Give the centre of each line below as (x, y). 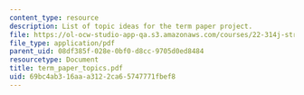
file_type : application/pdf (62, 43)
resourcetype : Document (54, 60)
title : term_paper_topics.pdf (66, 69)
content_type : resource (54, 18)
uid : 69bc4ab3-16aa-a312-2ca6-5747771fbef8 (93, 77)
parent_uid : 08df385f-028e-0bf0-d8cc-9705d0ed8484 (107, 52)
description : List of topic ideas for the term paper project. (131, 26)
